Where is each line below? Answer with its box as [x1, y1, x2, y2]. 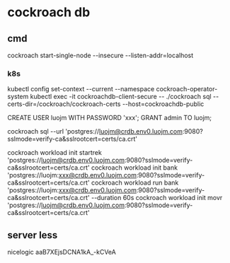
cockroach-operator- [156, 85, 218, 93]
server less [7, 229, 58, 241]
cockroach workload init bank [91, 163, 178, 172]
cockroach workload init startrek [7, 148, 103, 157]
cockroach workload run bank [91, 178, 179, 187]
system [7, 93, 29, 101]
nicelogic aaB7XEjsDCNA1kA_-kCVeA [7, 248, 117, 257]
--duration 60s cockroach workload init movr [91, 194, 223, 202]
